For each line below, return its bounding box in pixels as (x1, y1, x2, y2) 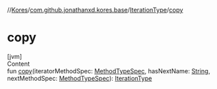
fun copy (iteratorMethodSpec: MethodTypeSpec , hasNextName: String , (7, 66, 211, 75)
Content (7, 60, 30, 68)
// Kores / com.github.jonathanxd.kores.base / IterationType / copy (7, 6, 183, 14)
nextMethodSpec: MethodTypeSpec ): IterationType (7, 74, 152, 82)
